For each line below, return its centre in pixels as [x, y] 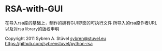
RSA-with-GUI [34, 9]
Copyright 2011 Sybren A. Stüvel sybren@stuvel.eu [56, 38]
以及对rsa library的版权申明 [32, 29]
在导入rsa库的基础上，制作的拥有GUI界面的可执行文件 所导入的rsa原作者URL [81, 23]
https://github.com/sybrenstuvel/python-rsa [49, 43]
